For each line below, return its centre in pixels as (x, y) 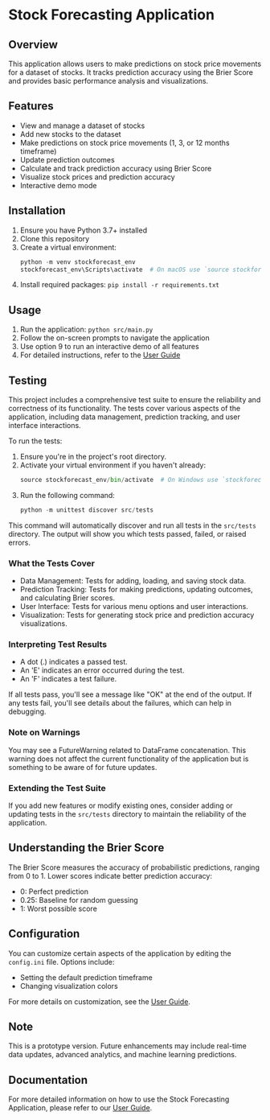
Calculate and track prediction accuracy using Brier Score (116, 168)
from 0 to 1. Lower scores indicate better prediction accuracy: (110, 875)
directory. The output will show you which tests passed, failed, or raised (127, 533)
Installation (37, 211)
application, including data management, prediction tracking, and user (125, 417)
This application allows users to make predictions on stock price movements (135, 64)
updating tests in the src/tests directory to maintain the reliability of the (127, 813)
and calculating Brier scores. (67, 598)
